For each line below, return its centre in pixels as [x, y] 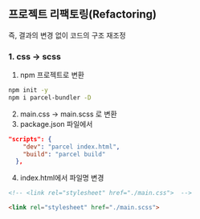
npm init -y [28, 91]
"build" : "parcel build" [64, 154]
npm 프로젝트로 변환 [52, 75]
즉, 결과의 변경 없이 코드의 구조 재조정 [67, 35]
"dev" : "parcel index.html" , [71, 147]
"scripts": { [30, 139]
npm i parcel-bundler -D [50, 97]
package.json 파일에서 [56, 124]
